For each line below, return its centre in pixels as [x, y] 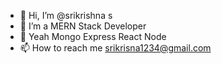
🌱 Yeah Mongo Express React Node [93, 36]
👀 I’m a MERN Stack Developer [83, 26]
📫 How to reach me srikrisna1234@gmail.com [115, 48]
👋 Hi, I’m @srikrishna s [66, 15]
